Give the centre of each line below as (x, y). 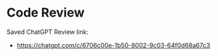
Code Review (46, 13)
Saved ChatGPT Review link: (48, 32)
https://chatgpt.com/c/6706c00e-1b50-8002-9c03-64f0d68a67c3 (114, 45)
